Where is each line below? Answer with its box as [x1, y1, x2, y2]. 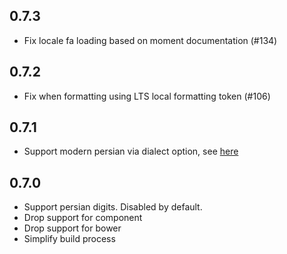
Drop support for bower [23, 222, 122, 234]
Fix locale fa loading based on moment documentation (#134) [23, 34, 278, 46]
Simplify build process [23, 233, 116, 245]
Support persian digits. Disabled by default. [23, 201, 203, 213]
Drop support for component [23, 212, 143, 224]
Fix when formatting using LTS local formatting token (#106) [23, 90, 271, 102]
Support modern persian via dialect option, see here [23, 145, 239, 158]
